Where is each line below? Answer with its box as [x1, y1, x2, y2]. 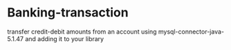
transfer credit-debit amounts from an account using [7, 27, 157, 36]
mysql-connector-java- [158, 27, 225, 36]
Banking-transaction [7, 5, 129, 21]
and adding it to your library [25, 34, 104, 42]
